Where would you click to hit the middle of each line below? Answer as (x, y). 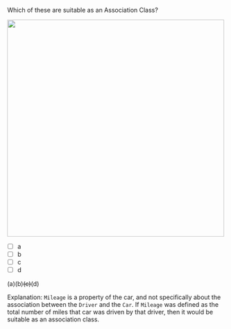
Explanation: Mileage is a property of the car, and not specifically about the (114, 297)
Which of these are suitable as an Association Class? (83, 10)
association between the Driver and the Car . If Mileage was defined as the (113, 305)
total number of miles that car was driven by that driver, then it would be (110, 312)
